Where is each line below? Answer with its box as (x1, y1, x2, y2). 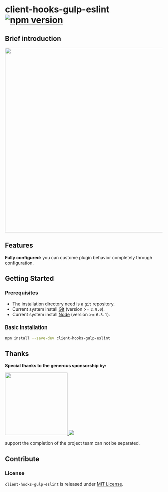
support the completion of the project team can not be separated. (5, 440, 140, 446)
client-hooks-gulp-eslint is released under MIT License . (5, 481, 124, 487)
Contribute (5, 455, 40, 463)
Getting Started (5, 274, 54, 283)
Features (5, 241, 33, 250)
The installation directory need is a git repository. (12, 301, 115, 307)
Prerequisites (5, 289, 38, 296)
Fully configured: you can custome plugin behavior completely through (5, 254, 152, 260)
